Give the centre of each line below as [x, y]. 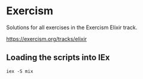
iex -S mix [20, 71]
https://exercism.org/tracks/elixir [47, 39]
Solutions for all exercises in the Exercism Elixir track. [72, 27]
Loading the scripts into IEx [58, 58]
